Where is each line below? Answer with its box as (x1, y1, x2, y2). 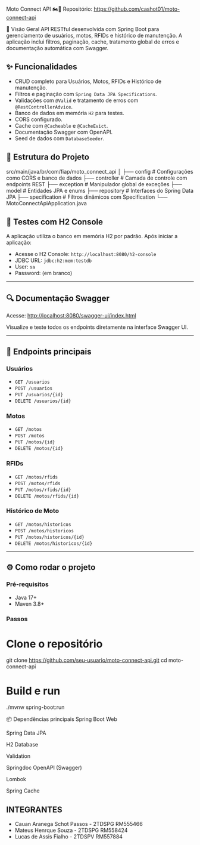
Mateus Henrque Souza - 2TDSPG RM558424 (14, 827, 128, 834)
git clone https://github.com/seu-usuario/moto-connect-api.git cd (6, 656, 168, 664)
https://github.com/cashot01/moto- (93, 5, 180, 13)
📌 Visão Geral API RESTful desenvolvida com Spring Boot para (6, 26, 160, 32)
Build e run (6, 684, 61, 698)
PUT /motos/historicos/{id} (14, 534, 85, 540)
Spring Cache (6, 787, 40, 794)
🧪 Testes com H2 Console (6, 217, 103, 227)
